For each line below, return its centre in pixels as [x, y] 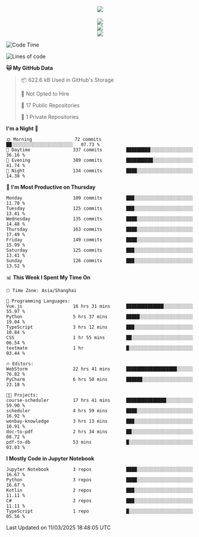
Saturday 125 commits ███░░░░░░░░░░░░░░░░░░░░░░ [100, 250]
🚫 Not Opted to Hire [45, 94]
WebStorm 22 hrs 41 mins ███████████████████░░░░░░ [100, 369]
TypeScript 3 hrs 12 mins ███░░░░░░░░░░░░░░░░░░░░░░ [100, 327]
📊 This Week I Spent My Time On [48, 277]
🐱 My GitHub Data [30, 68]
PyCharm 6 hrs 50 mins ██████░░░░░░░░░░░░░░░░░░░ [100, 379]
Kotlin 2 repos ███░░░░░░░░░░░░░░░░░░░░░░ [100, 490]
